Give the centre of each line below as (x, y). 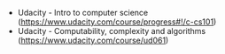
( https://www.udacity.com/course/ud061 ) (93, 40)
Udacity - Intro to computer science (83, 13)
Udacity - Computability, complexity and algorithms (112, 31)
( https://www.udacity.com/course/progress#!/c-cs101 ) (117, 22)
